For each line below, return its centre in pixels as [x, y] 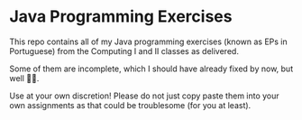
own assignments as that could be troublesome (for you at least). [130, 105]
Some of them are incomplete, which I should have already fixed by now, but [151, 69]
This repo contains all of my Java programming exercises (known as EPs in [148, 42]
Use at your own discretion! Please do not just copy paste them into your [144, 96]
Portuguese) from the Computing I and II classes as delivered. [124, 51]
